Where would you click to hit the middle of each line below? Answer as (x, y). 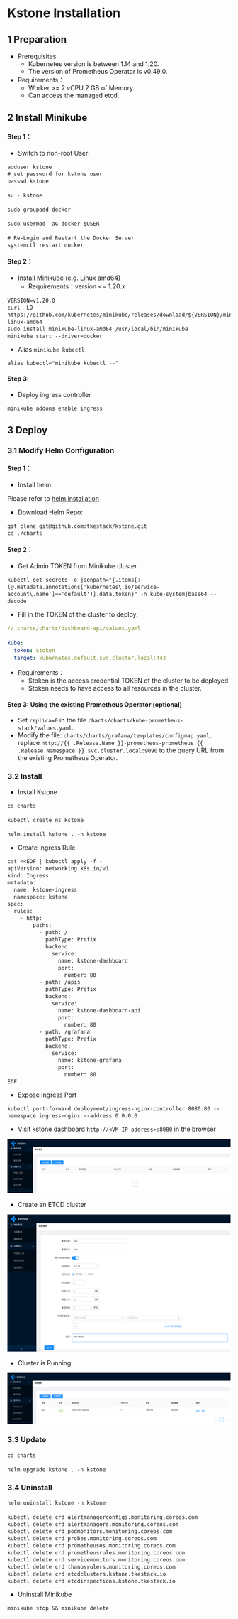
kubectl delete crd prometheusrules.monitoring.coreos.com (96, 1553)
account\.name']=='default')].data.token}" (73, 594)
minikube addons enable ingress (55, 408)
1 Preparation (37, 39)
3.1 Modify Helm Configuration (61, 450)
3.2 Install (25, 776)
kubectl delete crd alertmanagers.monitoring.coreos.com (93, 1525)
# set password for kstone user (55, 174)
